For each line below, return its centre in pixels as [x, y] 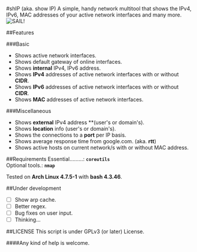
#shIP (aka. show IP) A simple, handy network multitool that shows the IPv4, [99, 9]
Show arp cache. [35, 200]
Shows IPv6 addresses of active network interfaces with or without [97, 87]
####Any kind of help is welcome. [48, 243]
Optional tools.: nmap [30, 165]
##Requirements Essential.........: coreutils [58, 159]
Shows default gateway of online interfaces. [68, 62]
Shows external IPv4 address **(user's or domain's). [80, 122]
